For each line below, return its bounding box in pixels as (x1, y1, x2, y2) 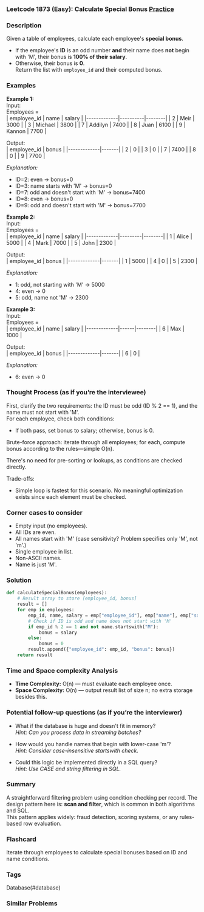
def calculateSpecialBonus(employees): (6, 590, 107, 596)
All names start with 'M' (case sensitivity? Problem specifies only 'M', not (15, 535, 198, 543)
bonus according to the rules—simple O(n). (6, 445, 114, 452)
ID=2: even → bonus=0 (15, 176, 73, 183)
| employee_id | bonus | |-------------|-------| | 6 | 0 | (6, 349, 140, 357)
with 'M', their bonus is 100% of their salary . (15, 53, 127, 61)
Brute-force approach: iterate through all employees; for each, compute (6, 438, 186, 445)
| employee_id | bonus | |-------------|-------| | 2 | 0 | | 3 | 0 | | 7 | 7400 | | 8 (6, 145, 196, 153)
